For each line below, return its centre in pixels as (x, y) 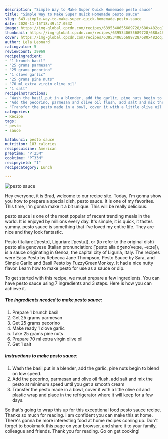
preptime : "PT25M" (24, 154)
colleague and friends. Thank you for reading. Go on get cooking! (72, 431)
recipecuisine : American (31, 149)
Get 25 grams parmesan (37, 318)
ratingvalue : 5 (21, 47)
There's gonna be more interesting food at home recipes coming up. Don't (82, 421)
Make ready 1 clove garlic (38, 328)
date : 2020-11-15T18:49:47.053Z (39, 24)
